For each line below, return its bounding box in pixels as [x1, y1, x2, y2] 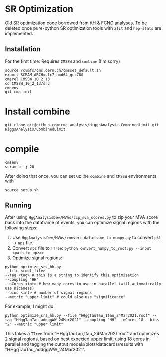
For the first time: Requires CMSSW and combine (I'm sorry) [5, 58, 120, 64]
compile [5, 143, 39, 155]
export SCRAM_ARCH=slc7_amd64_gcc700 [5, 72, 83, 77]
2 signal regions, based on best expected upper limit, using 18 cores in [5, 336, 150, 342]
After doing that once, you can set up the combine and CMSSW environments [5, 173, 157, 178]
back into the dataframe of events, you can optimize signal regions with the [5, 220, 160, 226]
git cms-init [5, 89, 32, 94]
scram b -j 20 [5, 164, 35, 169]
